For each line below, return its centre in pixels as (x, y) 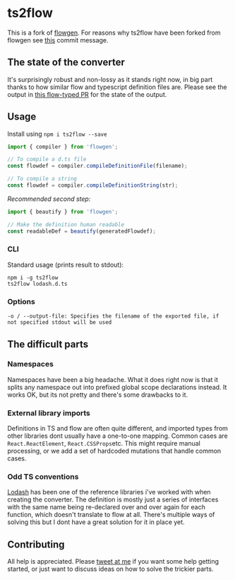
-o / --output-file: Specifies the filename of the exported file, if (113, 316)
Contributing (36, 544)
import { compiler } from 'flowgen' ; (63, 146)
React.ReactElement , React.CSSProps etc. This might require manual (104, 443)
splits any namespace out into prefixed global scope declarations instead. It (117, 387)
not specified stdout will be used (60, 323)
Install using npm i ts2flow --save (57, 134)
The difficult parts (48, 344)
